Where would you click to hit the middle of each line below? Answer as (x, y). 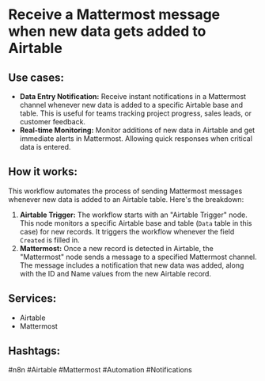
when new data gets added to (107, 31)
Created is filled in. (50, 240)
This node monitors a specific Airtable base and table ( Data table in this (136, 223)
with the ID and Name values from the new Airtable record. (115, 273)
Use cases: (36, 77)
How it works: (43, 172)
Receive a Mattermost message (114, 15)
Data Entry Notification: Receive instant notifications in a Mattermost (133, 96)
